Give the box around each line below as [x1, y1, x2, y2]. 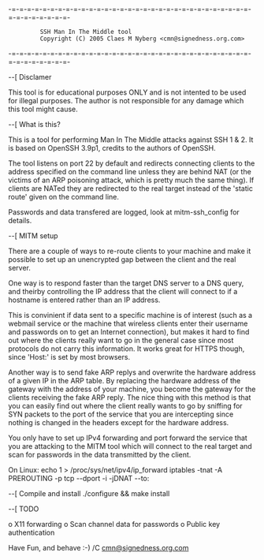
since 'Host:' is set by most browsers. [8, 353, 131, 361]
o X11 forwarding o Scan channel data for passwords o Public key [8, 520, 221, 528]
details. [8, 216, 32, 225]
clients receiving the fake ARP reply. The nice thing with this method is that [8, 393, 251, 402]
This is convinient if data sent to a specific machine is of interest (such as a [8, 311, 253, 319]
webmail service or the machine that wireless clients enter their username [8, 319, 248, 328]
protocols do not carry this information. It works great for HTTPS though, [8, 344, 245, 353]
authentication [8, 528, 55, 537]
